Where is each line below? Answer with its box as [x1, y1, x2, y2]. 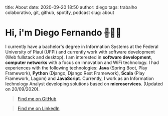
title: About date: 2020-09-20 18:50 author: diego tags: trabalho [5, 4, 137, 10]
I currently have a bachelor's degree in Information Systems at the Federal [5, 43, 159, 49]
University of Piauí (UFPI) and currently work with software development [5, 48, 155, 54]
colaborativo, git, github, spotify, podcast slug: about [5, 9, 114, 15]
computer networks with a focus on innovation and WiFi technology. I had [5, 59, 159, 65]
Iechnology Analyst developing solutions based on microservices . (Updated [5, 80, 163, 86]
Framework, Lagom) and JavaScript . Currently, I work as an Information [5, 75, 154, 81]
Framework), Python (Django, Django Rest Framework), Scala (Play [5, 70, 145, 76]
